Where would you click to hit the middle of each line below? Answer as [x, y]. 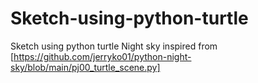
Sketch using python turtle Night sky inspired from [114, 46]
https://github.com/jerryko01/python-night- [102, 56]
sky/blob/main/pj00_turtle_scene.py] [85, 67]
